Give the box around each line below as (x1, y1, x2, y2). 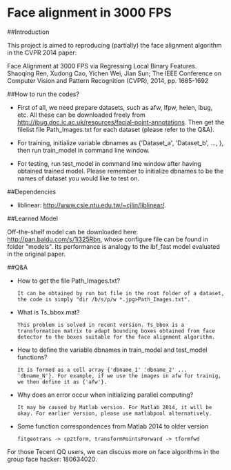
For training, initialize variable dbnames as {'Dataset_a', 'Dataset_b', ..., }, (17, 138, 224, 147)
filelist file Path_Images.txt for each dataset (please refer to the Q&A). (17, 125, 215, 133)
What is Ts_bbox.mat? (17, 308, 80, 316)
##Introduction (7, 28, 50, 36)
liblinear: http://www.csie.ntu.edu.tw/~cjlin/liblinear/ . (17, 200, 167, 209)
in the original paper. (7, 250, 66, 258)
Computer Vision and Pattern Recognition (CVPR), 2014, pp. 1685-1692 (7, 76, 209, 84)
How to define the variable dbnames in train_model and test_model (17, 346, 208, 354)
